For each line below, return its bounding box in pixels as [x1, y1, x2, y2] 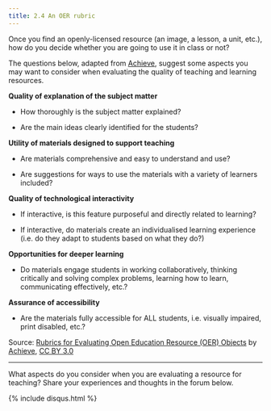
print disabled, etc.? [19, 321, 86, 331]
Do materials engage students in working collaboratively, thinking [19, 264, 238, 275]
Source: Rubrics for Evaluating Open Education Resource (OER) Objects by [8, 337, 257, 347]
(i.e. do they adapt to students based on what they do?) [19, 233, 205, 243]
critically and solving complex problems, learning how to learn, [19, 273, 229, 283]
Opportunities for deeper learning [8, 249, 124, 258]
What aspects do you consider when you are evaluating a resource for [8, 369, 242, 379]
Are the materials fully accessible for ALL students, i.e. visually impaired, [19, 312, 262, 323]
